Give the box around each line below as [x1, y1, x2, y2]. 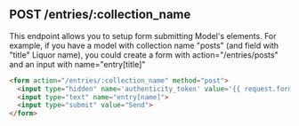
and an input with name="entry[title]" [9, 59, 146, 69]
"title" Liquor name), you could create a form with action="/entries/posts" [9, 49, 279, 60]
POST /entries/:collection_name [9, 7, 191, 22]
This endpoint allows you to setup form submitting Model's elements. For [9, 30, 278, 41]
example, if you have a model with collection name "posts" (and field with [9, 40, 279, 51]
